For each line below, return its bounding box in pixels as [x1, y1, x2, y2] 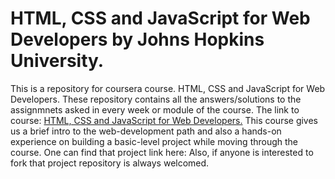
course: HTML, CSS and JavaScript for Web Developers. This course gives [10, 114, 319, 126]
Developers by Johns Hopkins [10, 28, 265, 51]
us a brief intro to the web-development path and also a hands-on [10, 125, 282, 137]
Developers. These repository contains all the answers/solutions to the [10, 93, 302, 105]
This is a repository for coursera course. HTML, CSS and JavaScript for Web [10, 82, 326, 94]
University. [10, 50, 105, 72]
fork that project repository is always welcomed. [10, 157, 210, 169]
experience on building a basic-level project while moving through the [10, 135, 299, 147]
